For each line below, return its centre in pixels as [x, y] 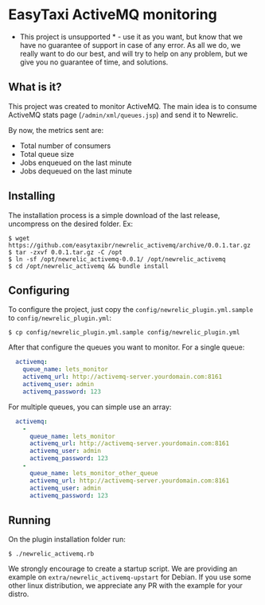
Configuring [39, 290]
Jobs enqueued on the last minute [76, 162]
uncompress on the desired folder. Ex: [71, 224]
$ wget [19, 238]
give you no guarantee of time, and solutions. [94, 62]
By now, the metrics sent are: [56, 130]
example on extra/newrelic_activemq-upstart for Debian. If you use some [130, 577]
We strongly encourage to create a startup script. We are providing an [123, 569]
